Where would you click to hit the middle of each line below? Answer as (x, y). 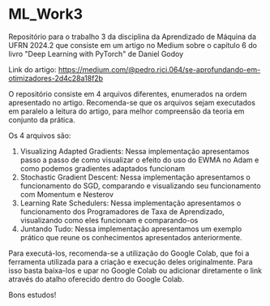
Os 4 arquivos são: (40, 136)
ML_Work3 (46, 14)
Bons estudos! (32, 295)
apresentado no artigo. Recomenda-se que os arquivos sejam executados (132, 102)
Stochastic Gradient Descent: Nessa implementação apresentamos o (135, 177)
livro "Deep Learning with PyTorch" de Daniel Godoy (96, 54)
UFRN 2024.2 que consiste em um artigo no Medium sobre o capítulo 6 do (133, 45)
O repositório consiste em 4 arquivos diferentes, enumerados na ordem (128, 93)
